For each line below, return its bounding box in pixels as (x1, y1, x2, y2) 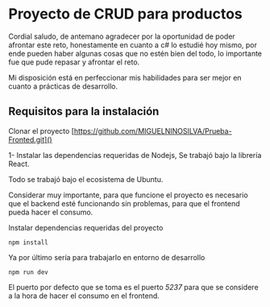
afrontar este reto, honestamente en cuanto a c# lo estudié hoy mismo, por (8, 39, 258, 49)
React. (8, 159, 30, 168)
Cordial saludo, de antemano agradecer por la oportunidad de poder (8, 31, 235, 41)
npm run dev (8, 268, 48, 276)
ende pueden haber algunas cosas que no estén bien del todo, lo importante (8, 48, 263, 58)
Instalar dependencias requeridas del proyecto (8, 222, 164, 232)
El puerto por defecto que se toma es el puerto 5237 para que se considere (8, 282, 260, 292)
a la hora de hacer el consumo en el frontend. (8, 291, 160, 301)
